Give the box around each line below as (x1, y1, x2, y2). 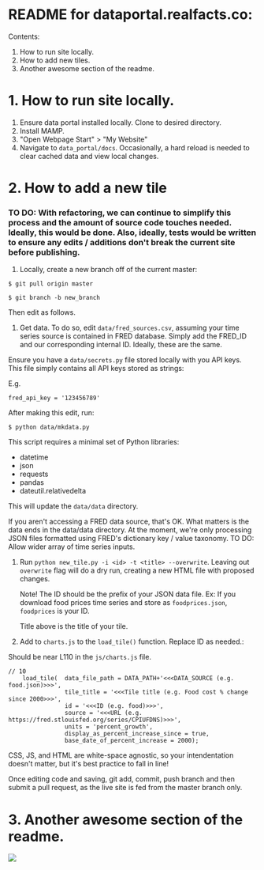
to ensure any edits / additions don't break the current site (8, 236, 236, 248)
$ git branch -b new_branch (8, 294, 101, 302)
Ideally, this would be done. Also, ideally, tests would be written (8, 227, 257, 238)
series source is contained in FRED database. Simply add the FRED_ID (19, 331, 247, 341)
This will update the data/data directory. (8, 501, 139, 511)
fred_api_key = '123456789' (8, 394, 101, 403)
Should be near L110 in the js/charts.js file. (8, 652, 152, 662)
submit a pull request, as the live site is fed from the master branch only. (8, 783, 243, 792)
